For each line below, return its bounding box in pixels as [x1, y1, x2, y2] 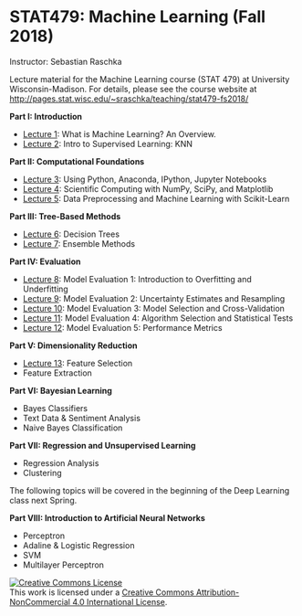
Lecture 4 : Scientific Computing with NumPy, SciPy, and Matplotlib [22, 183, 274, 194]
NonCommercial [9, 596, 71, 607]
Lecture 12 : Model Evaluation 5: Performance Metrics [22, 322, 223, 333]
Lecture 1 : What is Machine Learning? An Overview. [22, 128, 216, 139]
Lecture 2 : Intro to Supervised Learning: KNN [22, 138, 193, 149]
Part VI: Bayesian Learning [9, 385, 112, 396]
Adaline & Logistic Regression [22, 539, 135, 550]
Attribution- [195, 587, 240, 598]
